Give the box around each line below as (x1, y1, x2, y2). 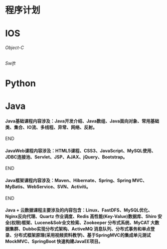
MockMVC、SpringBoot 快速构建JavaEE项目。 (5, 238, 103, 244)
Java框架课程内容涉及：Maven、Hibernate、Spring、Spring (5, 177, 132, 183)
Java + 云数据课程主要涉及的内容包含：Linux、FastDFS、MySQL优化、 (5, 207, 153, 213)
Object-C (5, 44, 24, 50)
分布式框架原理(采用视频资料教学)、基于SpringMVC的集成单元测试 (13, 232, 151, 238)
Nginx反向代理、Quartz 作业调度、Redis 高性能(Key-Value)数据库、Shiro (5, 213, 157, 219)
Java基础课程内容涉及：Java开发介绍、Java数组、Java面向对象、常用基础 (5, 118, 160, 124)
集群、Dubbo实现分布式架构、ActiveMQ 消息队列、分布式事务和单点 (9, 226, 151, 232)
